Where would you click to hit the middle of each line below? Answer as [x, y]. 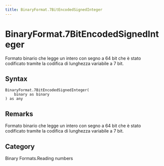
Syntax [16, 79]
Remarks [19, 114]
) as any [14, 99]
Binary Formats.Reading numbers [39, 158]
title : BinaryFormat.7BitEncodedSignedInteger [54, 10]
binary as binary [32, 95]
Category [20, 147]
